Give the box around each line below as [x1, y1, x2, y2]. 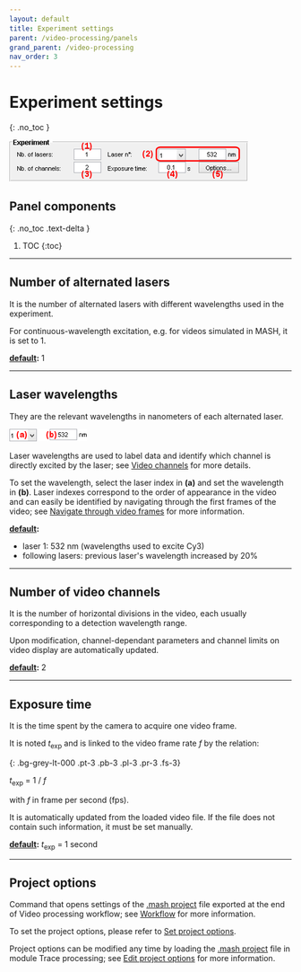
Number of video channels [9, 584, 161, 599]
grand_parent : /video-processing [9, 43, 134, 52]
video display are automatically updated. [9, 645, 159, 656]
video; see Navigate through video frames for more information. [9, 506, 245, 517]
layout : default [9, 14, 70, 23]
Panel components [9, 199, 116, 215]
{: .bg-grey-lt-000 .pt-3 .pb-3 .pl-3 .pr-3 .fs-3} [9, 757, 181, 768]
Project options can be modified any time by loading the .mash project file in [9, 943, 291, 954]
